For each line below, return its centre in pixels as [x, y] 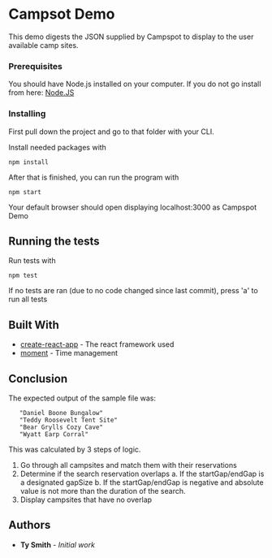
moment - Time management [69, 353]
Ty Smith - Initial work [58, 544]
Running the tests [54, 241]
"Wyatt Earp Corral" [54, 434]
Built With [34, 324]
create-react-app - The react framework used [97, 344]
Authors [30, 525]
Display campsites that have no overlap [86, 500]
